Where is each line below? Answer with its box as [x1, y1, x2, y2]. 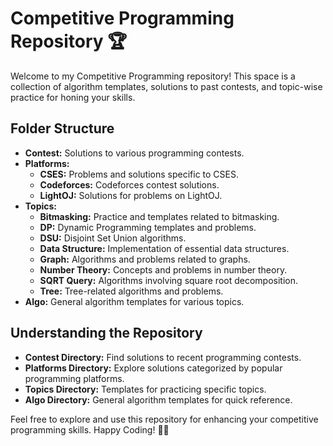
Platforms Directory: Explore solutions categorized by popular [24, 362, 283, 374]
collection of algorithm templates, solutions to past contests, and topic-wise [10, 80, 323, 92]
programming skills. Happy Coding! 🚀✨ [10, 423, 170, 436]
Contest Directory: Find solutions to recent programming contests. [24, 351, 302, 363]
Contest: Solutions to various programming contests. [24, 147, 245, 159]
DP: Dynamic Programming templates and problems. [39, 221, 257, 233]
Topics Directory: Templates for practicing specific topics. [24, 383, 267, 395]
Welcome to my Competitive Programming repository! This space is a [10, 70, 296, 82]
